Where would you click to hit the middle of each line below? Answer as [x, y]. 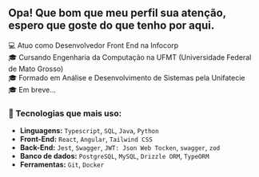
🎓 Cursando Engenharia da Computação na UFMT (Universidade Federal [130, 57]
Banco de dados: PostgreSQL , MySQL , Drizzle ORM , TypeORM [114, 156]
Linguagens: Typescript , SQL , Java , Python [89, 131]
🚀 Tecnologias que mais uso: [65, 113]
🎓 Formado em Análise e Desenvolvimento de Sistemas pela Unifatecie [127, 77]
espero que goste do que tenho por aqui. [112, 26]
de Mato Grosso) [36, 69]
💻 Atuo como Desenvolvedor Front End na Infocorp [94, 45]
